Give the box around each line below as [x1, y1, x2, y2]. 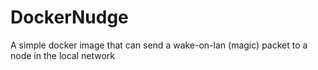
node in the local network [10, 49, 115, 61]
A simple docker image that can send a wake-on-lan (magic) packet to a [10, 39, 308, 51]
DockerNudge [10, 6, 129, 29]
